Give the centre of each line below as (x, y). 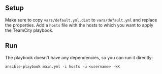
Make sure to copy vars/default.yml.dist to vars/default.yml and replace (81, 20)
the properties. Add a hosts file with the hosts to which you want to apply (79, 25)
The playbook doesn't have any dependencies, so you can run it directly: (79, 57)
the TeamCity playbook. (29, 30)
